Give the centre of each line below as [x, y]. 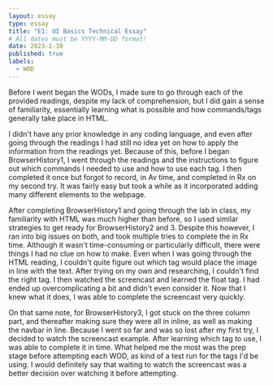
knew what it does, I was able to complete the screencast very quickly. [127, 296]
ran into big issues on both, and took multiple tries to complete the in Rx [129, 236]
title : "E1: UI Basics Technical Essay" [78, 31]
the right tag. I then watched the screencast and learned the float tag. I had [134, 279]
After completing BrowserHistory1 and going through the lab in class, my [130, 210]
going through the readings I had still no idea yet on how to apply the [123, 143]
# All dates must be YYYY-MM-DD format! [78, 39]
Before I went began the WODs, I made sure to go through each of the [126, 92]
